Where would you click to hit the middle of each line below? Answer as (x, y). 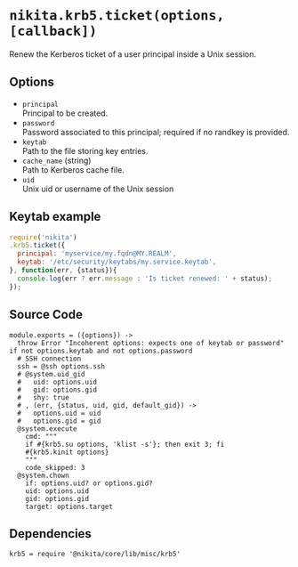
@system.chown (43, 475)
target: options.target (69, 506)
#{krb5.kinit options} (67, 452)
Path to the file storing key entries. (85, 150)
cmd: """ (41, 436)
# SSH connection (49, 359)
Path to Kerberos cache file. (73, 170)
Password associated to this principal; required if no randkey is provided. (156, 132)
